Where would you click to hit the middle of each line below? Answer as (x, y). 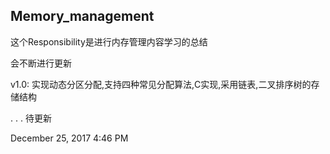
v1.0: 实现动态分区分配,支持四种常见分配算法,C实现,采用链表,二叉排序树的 (161, 84)
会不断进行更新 (41, 63)
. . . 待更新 (31, 118)
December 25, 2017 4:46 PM (69, 138)
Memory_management (82, 16)
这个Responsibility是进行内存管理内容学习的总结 (109, 41)
